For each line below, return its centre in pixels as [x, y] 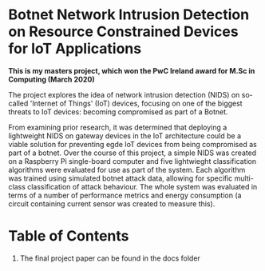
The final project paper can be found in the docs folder [110, 258]
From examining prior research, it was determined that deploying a [118, 127]
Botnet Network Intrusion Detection [129, 15]
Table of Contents [69, 236]
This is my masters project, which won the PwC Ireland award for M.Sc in [132, 70]
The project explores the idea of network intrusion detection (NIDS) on [124, 94]
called [18, 103]
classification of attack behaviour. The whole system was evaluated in [142, 186]
